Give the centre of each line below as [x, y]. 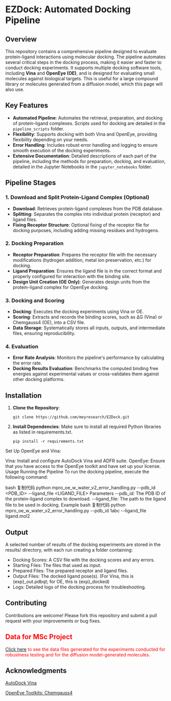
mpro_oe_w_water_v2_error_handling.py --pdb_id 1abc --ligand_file [76, 511]
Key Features [27, 106]
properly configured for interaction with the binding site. [72, 276]
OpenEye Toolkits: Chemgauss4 [39, 693]
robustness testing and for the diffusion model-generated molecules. [78, 654]
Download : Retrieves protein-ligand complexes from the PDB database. [88, 209]
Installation [23, 395]
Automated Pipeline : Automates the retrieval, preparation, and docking [88, 118]
